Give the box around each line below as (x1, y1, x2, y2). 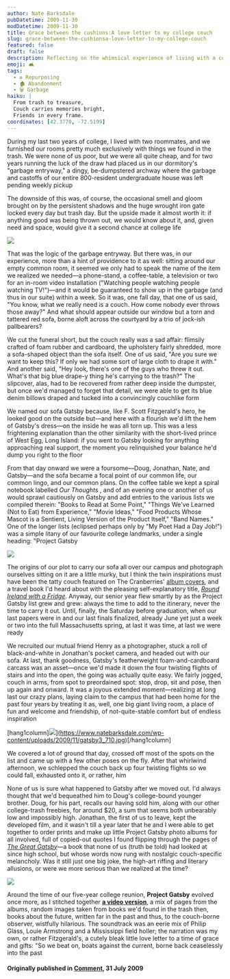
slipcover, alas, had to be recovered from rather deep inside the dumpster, (7, 379, 217, 387)
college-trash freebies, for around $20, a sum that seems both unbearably (7, 806, 217, 814)
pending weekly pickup (7, 181, 73, 189)
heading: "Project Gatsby (7, 536, 78, 545)
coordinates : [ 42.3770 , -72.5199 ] (7, 118, 106, 125)
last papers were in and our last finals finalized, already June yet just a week (7, 614, 222, 622)
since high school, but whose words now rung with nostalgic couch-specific (7, 850, 222, 858)
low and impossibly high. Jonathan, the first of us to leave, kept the (7, 813, 196, 821)
